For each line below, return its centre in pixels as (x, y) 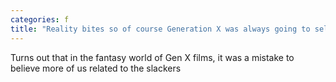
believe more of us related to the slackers (96, 68)
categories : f (40, 19)
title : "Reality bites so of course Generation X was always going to (160, 29)
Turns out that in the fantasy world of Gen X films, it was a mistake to (152, 57)
